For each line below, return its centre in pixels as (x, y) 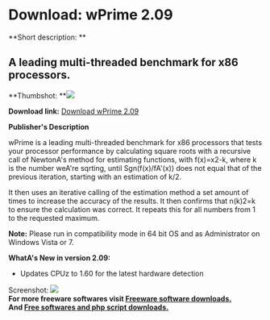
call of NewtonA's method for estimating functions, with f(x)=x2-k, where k (133, 160)
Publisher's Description (49, 127)
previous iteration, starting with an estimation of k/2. (95, 177)
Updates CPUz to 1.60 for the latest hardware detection (112, 273)
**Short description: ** (47, 37)
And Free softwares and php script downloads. (89, 307)
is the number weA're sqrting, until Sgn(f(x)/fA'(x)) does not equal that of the (135, 168)
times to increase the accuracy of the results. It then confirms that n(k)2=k (132, 201)
